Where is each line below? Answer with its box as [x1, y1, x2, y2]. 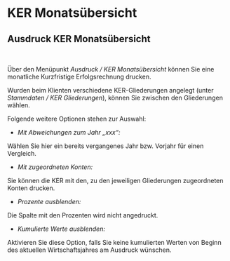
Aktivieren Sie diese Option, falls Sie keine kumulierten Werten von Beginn [7, 239, 222, 246]
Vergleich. [7, 149, 36, 157]
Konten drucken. [7, 184, 55, 192]
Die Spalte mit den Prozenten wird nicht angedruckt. [7, 211, 158, 219]
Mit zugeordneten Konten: [17, 163, 93, 171]
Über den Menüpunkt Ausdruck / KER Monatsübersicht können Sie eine [7, 65, 215, 73]
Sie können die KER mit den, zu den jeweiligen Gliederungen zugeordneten [7, 177, 224, 185]
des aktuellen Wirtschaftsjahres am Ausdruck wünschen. [7, 246, 172, 254]
